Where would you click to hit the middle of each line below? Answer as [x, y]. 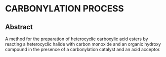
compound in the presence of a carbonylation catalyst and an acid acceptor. [83, 49]
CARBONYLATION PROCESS [64, 9]
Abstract [19, 27]
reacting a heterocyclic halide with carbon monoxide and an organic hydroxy [83, 44]
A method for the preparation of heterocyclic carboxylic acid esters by [77, 39]
